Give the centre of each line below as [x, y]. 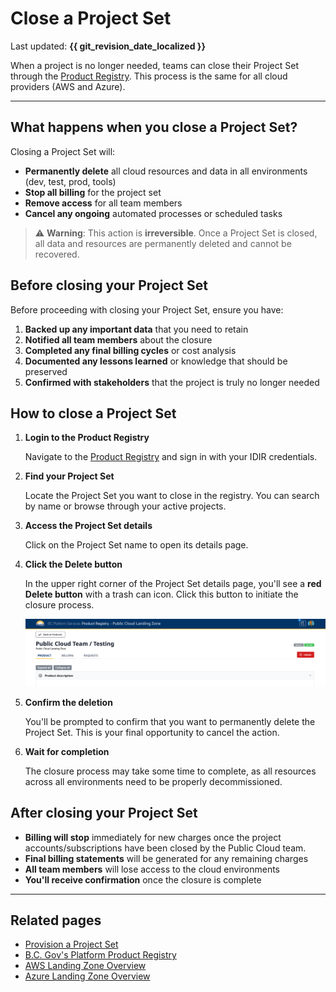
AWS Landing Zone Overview [85, 966]
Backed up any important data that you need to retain [136, 329]
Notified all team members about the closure [118, 339]
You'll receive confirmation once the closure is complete [143, 879]
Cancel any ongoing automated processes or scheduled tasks [153, 213]
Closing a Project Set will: [63, 151]
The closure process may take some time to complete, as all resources [170, 771]
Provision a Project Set [71, 944]
